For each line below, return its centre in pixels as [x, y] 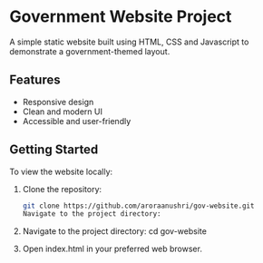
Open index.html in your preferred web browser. [112, 249]
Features [35, 80]
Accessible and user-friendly [77, 121]
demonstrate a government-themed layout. [90, 51]
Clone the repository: [62, 189]
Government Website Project [121, 17]
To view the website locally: [61, 171]
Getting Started [54, 150]
